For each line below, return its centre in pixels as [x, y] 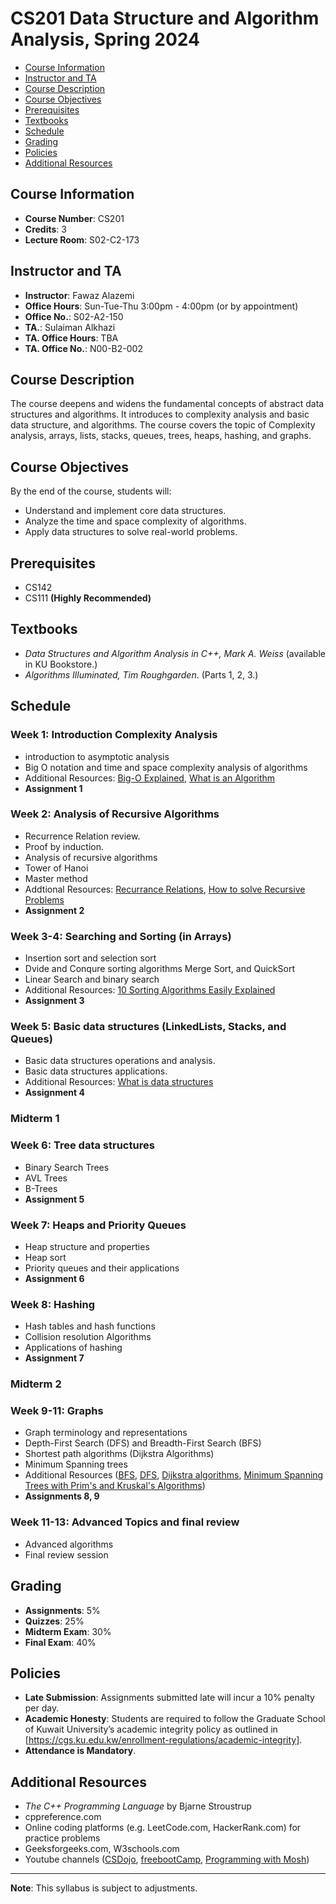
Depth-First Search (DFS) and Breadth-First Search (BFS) [143, 1443]
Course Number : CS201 [74, 218]
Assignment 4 [54, 1093]
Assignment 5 [54, 1199]
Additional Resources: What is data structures [119, 1082]
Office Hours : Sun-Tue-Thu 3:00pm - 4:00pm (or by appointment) [161, 306]
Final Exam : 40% [60, 1642]
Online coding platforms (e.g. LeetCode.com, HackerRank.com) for [163, 1828]
